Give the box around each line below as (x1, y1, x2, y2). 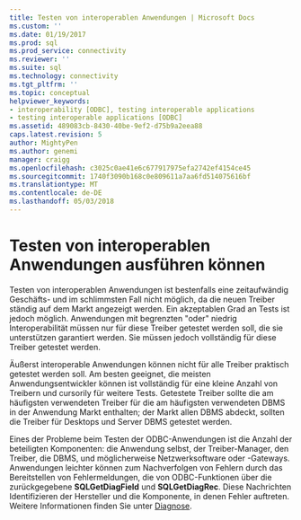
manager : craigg (9, 154, 70, 164)
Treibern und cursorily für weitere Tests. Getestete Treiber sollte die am (9, 387, 274, 398)
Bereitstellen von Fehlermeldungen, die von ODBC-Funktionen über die (9, 472, 272, 482)
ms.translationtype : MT (9, 181, 99, 189)
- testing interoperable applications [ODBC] (9, 113, 182, 122)
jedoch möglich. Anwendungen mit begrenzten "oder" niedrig (9, 313, 238, 323)
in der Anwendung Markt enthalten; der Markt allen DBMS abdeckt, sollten (9, 406, 285, 418)
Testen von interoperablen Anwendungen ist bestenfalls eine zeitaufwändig (9, 284, 289, 295)
